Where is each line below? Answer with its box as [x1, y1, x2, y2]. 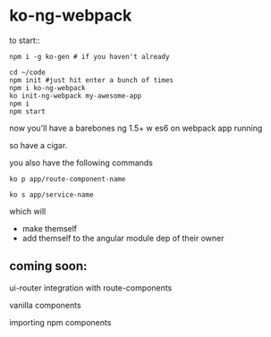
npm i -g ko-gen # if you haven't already [9, 52, 170, 61]
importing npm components [9, 316, 112, 327]
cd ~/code [9, 68, 47, 77]
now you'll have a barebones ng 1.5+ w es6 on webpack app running [9, 122, 263, 133]
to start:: [9, 35, 40, 46]
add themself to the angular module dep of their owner [21, 232, 224, 243]
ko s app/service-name [9, 190, 94, 199]
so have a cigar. [9, 139, 68, 150]
